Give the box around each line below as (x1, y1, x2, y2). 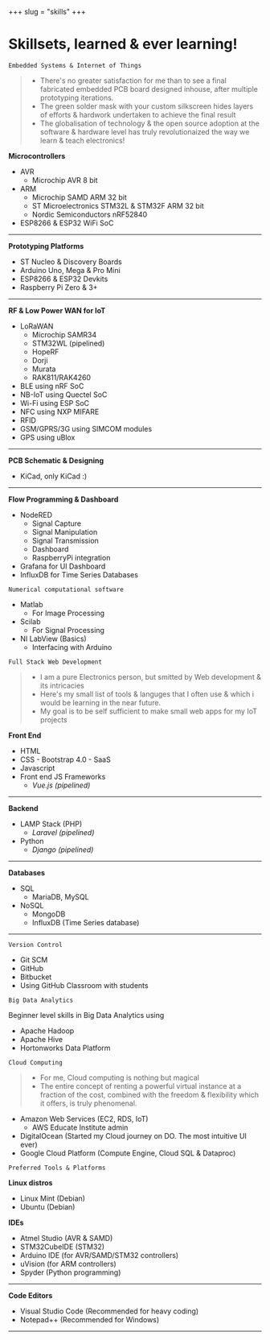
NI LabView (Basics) (19, 634, 87, 643)
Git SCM (19, 954, 48, 965)
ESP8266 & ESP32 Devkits (19, 274, 108, 283)
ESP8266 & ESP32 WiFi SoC (19, 217, 114, 228)
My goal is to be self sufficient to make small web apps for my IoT (39, 706, 258, 716)
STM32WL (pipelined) (31, 338, 105, 348)
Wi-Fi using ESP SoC (19, 398, 90, 407)
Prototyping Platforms (8, 241, 84, 250)
